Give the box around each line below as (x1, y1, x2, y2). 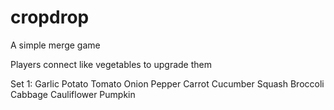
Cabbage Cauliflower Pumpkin (10, 88, 136, 100)
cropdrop (10, 6, 90, 29)
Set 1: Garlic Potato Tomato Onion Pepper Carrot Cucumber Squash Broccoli (10, 77, 325, 90)
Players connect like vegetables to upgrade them (10, 58, 212, 70)
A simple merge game (10, 39, 101, 51)
